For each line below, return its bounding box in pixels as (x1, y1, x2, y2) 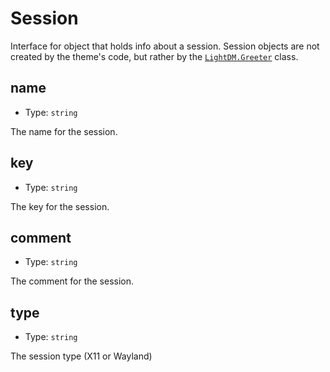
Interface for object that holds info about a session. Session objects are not (10, 40, 320, 52)
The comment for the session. (10, 275, 135, 287)
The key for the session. (10, 200, 110, 212)
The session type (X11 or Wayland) (10, 350, 153, 362)
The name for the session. (10, 125, 118, 137)
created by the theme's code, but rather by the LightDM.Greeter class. (10, 50, 299, 62)
